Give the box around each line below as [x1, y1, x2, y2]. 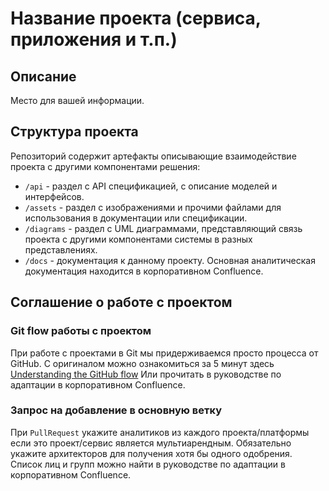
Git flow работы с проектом [10, 324, 152, 338]
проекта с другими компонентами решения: [10, 160, 201, 172]
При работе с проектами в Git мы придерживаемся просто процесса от [10, 347, 319, 359]
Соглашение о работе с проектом [10, 294, 233, 311]
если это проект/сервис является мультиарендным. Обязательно [10, 437, 292, 449]
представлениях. [24, 243, 98, 256]
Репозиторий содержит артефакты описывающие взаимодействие [10, 150, 297, 162]
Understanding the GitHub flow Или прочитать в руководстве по [10, 368, 282, 380]
